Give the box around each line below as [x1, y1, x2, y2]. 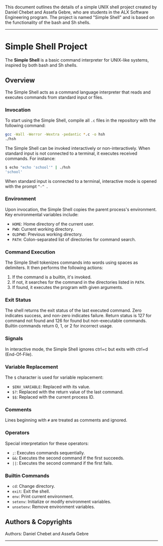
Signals [5, 335, 23, 342]
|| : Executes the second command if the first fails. [12, 460, 113, 466]
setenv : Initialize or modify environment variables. [12, 498, 112, 504]
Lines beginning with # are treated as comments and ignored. [5, 417, 128, 423]
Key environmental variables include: [5, 211, 79, 217]
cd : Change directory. [12, 483, 55, 489]
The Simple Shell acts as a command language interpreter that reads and [5, 89, 151, 95]
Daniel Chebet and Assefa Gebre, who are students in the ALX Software [5, 9, 149, 15]
